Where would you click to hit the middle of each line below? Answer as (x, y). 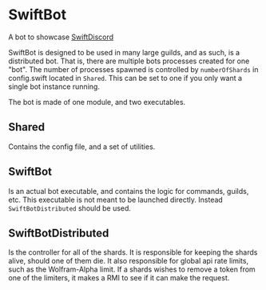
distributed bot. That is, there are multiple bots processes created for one (129, 61)
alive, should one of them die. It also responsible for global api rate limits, (129, 261)
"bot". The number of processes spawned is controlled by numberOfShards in (133, 69)
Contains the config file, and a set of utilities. (82, 147)
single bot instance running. (54, 87)
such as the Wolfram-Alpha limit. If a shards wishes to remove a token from (132, 269)
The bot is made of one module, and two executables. (97, 102)
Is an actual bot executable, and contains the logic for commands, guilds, (129, 191)
